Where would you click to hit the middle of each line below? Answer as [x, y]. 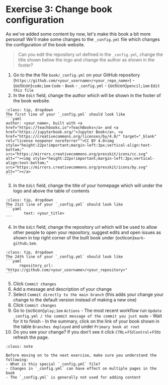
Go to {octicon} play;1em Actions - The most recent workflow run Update [87, 310]
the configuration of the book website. [45, 44]
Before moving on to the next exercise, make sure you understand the [81, 355]
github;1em [24, 243]
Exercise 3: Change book [59, 9]
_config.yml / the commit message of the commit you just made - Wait [88, 315]
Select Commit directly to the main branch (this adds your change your [88, 294]
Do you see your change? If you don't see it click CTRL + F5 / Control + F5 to [87, 332]
